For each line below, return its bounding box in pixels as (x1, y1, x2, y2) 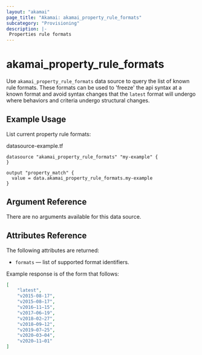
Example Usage (6, 114, 67, 125)
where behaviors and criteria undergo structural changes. (6, 97, 150, 104)
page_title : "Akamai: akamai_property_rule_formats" (6, 15, 142, 21)
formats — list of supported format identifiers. (15, 258, 129, 265)
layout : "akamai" (6, 8, 50, 15)
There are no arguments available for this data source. (6, 213, 142, 220)
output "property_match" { (6, 170, 74, 176)
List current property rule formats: (6, 130, 91, 138)
